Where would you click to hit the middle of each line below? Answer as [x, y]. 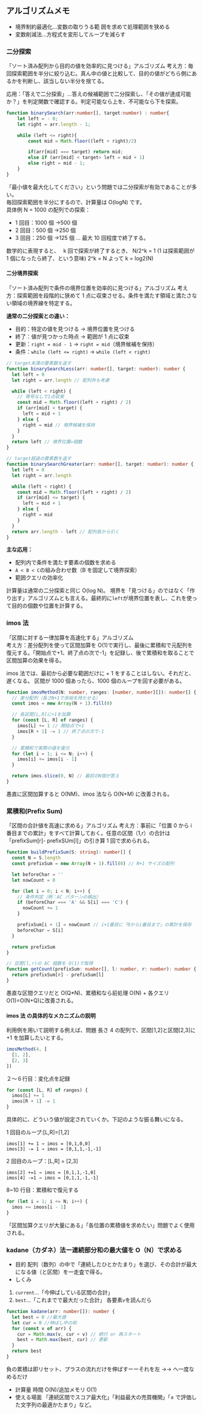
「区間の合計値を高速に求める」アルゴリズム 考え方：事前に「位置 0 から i [99, 825]
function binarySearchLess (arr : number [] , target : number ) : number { [96, 369]
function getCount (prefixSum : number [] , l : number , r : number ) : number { [101, 969]
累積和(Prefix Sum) [35, 811]
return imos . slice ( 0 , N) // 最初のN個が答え [66, 776]
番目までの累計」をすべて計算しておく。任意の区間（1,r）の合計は [88, 833]
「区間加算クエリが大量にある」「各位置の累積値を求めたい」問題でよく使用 [101, 1225]
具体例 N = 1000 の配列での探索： [48, 210]
